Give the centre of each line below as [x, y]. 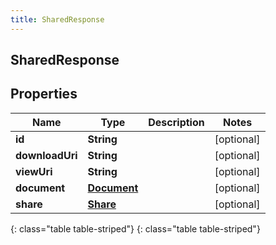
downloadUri [46, 155]
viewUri [34, 171]
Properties [44, 94]
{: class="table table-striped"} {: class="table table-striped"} [135, 228]
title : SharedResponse [57, 19]
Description [176, 122]
